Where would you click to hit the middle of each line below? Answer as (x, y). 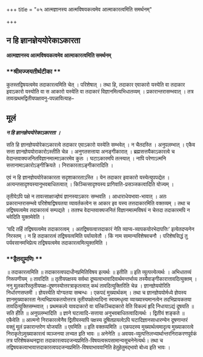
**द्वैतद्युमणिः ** (24, 258)
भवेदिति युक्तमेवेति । (26, 217)
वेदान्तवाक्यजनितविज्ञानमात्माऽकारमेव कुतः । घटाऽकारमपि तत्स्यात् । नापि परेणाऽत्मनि (86, 158)
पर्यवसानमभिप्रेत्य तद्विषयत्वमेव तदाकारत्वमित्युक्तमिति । (57, 243)
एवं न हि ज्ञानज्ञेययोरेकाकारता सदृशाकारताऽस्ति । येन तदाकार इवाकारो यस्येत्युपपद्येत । (88, 177)
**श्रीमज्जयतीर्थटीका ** (34, 71)
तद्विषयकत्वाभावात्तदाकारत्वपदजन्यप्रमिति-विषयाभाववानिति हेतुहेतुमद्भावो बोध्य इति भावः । (88, 347)
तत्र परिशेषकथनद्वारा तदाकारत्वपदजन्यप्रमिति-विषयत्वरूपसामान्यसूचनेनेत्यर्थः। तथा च (85, 341)
